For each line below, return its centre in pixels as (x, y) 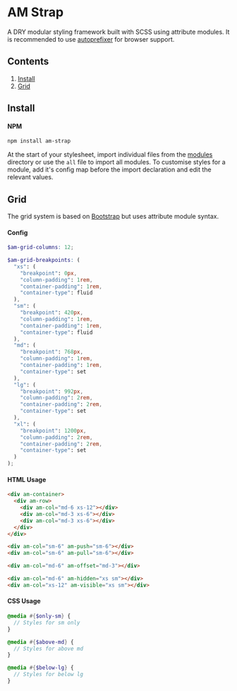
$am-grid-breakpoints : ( (44, 260)
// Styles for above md (48, 649)
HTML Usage (27, 479)
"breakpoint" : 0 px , (49, 273)
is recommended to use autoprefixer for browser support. (91, 39)
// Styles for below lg (48, 675)
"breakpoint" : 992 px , (51, 391)
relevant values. (30, 177)
